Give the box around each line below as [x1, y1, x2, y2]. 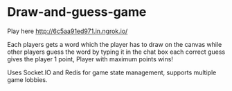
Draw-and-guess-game [7, 4, 147, 20]
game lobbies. [7, 75, 48, 83]
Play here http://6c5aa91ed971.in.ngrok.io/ [7, 27, 128, 35]
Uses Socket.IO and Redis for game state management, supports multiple [7, 68, 217, 77]
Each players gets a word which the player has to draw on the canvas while [7, 40, 222, 48]
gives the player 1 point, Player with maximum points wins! [7, 54, 173, 63]
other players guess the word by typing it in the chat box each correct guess [7, 48, 226, 56]
